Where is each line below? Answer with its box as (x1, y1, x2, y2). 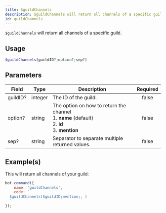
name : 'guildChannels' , (14, 185, 63, 190)
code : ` (14, 190, 30, 195)
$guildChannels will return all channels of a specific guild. (5, 30, 122, 36)
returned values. (52, 141, 90, 148)
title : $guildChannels (5, 7, 52, 12)
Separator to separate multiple (52, 134, 124, 141)
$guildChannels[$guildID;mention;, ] (9, 194, 87, 199)
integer (31, 94, 48, 101)
